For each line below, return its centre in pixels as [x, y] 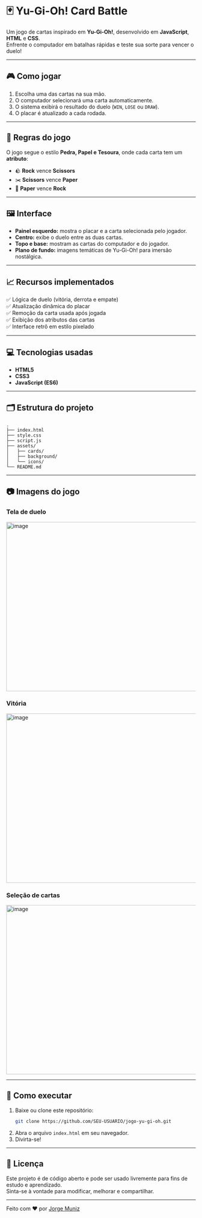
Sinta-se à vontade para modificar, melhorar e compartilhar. [80, 1191]
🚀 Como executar [39, 1096]
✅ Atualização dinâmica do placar [48, 306]
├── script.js [24, 440]
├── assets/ [21, 446]
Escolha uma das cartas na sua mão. [60, 94]
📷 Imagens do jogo [43, 492]
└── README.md [24, 467]
